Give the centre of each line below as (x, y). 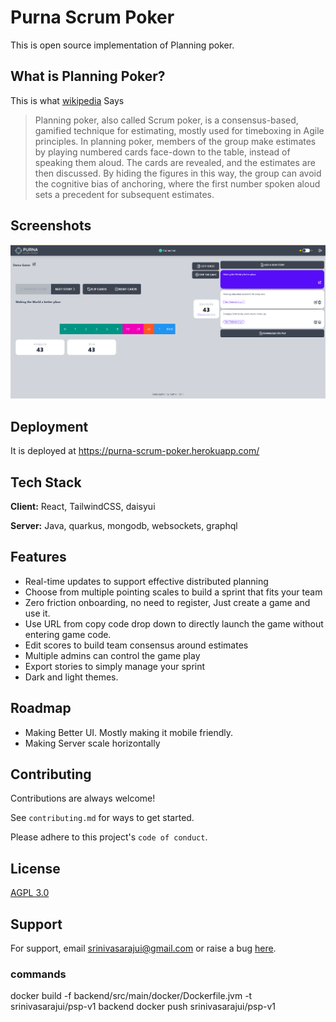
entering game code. (68, 634)
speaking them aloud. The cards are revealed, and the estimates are (175, 162)
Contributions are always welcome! (83, 798)
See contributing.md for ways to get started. (102, 818)
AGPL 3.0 (30, 893)
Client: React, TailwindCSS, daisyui (83, 506)
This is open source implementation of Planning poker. (122, 45)
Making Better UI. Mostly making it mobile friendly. (129, 732)
